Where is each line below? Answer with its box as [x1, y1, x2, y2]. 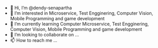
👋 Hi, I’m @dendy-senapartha [10, 5, 72, 11]
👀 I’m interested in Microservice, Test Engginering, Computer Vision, [10, 10, 153, 16]
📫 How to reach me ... [10, 37, 57, 43]
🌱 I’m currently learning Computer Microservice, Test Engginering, [10, 21, 149, 27]
